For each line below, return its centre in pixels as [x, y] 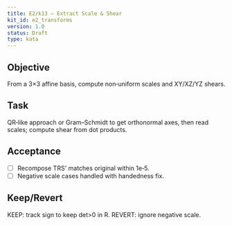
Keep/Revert [35, 198]
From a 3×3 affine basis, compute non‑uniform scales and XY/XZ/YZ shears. [116, 84]
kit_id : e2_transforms [40, 20]
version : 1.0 [26, 26]
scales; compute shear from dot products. [67, 129]
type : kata [23, 39]
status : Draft [28, 33]
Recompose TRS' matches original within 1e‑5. [83, 168]
